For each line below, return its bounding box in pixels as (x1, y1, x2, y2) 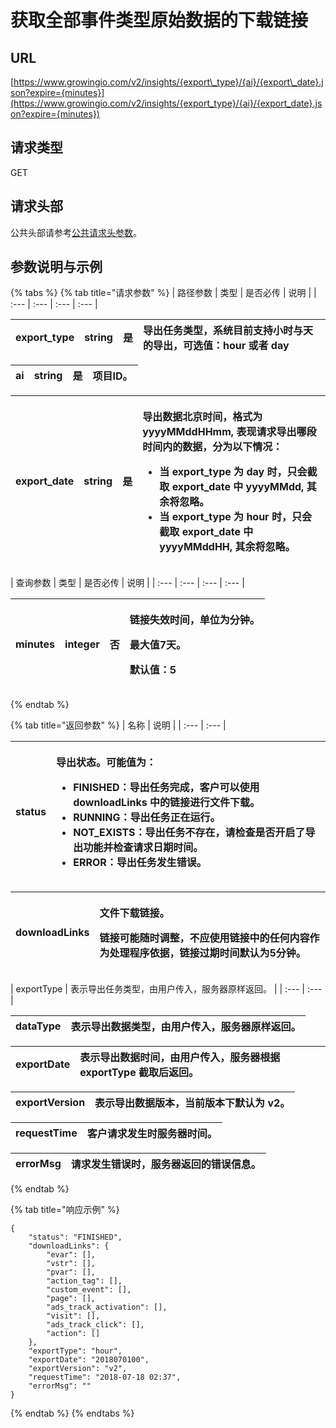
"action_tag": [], (46, 1276, 123, 1286)
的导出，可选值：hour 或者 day (142, 339, 290, 353)
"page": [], (46, 1294, 97, 1304)
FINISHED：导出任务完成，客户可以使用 (73, 781, 260, 795)
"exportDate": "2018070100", (28, 1355, 150, 1365)
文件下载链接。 (99, 906, 170, 920)
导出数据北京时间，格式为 (142, 410, 263, 424)
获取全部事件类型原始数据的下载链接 (10, 9, 309, 32)
